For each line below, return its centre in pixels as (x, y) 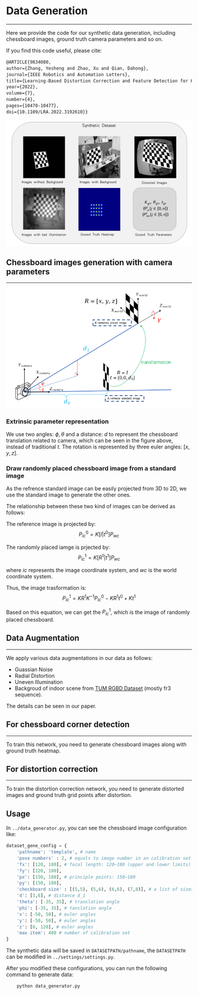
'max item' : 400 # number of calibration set (74, 933)
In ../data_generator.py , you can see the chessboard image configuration (96, 828)
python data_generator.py (49, 986)
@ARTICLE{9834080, (29, 62)
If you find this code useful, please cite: (54, 50)
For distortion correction (52, 769)
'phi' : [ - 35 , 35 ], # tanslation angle (64, 908)
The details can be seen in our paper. (51, 706)
